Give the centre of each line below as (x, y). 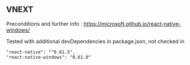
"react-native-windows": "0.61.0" (49, 57)
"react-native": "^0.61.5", (41, 52)
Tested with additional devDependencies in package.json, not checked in (95, 41)
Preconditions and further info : (44, 23)
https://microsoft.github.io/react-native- (132, 23)
